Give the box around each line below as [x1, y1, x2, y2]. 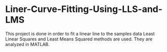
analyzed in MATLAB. [5, 41, 50, 47]
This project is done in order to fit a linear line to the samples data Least [5, 30, 155, 36]
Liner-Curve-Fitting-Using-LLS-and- [5, 3, 163, 15]
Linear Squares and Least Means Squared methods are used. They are [5, 36, 153, 42]
